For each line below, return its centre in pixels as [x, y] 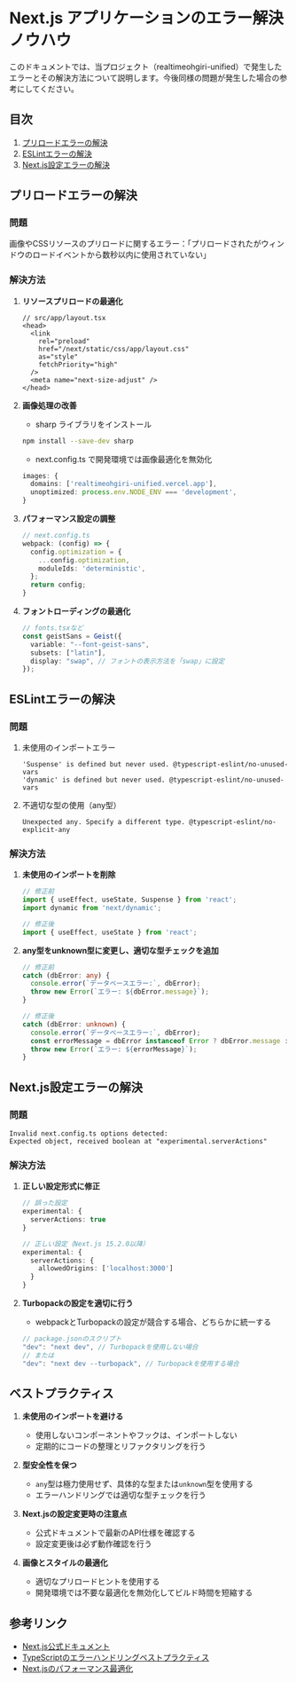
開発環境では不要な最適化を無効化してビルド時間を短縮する [144, 1592]
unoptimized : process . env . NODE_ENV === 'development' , [134, 492]
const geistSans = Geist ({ [72, 636]
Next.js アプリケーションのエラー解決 [147, 18]
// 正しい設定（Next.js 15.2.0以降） [86, 1244]
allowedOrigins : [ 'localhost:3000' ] [106, 1269]
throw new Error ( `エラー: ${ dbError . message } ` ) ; [120, 992]
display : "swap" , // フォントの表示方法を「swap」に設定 [128, 661]
